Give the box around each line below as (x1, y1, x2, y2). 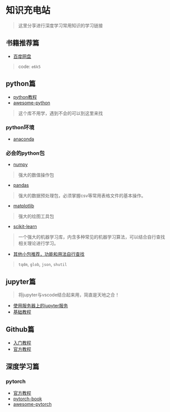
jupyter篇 (6, 277, 36, 286)
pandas (13, 182, 29, 188)
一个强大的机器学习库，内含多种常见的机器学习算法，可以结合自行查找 (18, 234, 165, 240)
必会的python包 (6, 150, 45, 157)
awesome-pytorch (13, 401, 52, 407)
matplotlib (13, 203, 35, 209)
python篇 (6, 79, 36, 88)
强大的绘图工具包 (18, 213, 54, 219)
